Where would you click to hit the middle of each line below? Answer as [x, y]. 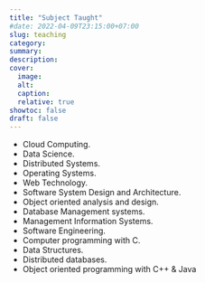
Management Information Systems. [88, 222]
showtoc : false [38, 110]
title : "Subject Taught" [56, 18]
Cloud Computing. [56, 145]
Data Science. [48, 154]
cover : [22, 69]
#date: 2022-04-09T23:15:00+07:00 [75, 26]
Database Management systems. [84, 212]
